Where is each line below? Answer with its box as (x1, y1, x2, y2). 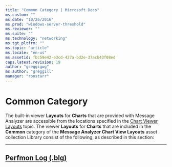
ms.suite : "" (5, 31, 33, 36)
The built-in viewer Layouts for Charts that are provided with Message (5, 113, 155, 119)
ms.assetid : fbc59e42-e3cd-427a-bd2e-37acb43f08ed (5, 54, 116, 60)
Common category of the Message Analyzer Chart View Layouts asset (5, 128, 158, 135)
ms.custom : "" (5, 12, 36, 17)
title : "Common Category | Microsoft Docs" (5, 7, 100, 13)
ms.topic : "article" (5, 45, 50, 50)
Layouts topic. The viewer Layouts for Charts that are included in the (5, 123, 152, 129)
